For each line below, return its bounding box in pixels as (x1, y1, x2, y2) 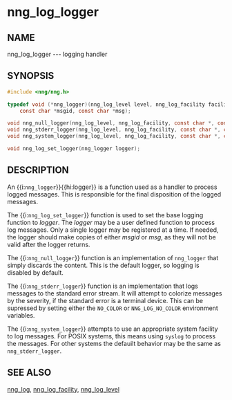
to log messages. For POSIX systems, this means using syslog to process (7, 331, 216, 340)
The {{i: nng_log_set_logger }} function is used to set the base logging (7, 210, 204, 219)
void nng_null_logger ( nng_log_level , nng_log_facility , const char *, (7, 120, 215, 127)
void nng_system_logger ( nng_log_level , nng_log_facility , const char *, (7, 133, 221, 140)
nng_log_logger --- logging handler (7, 50, 108, 58)
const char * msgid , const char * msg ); (19, 107, 131, 114)
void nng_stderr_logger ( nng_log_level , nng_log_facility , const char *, (7, 126, 221, 134)
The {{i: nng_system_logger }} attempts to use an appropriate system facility (7, 325, 219, 333)
